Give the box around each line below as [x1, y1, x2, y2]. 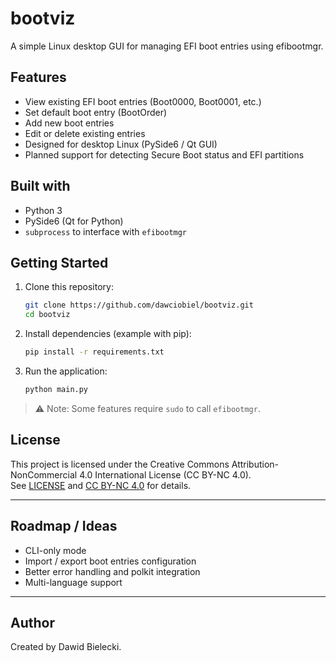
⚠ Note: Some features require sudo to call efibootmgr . [34, 402, 261, 414]
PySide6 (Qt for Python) [24, 215, 124, 227]
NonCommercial [10, 468, 78, 481]
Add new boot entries [24, 117, 115, 129]
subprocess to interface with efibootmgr [24, 225, 188, 237]
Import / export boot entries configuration [24, 555, 197, 567]
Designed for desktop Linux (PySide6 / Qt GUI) [24, 138, 218, 150]
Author [10, 614, 55, 631]
